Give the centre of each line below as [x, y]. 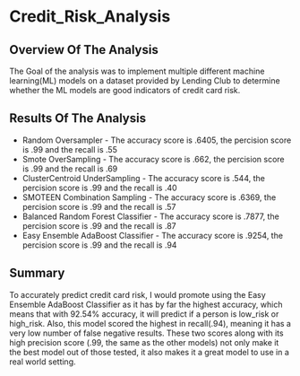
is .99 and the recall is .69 [70, 169]
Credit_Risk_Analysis [90, 17]
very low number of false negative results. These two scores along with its [146, 333]
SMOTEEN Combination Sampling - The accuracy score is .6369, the [149, 197]
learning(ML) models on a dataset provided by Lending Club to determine [145, 81]
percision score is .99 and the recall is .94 [99, 245]
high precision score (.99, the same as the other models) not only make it [144, 342]
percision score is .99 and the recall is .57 [99, 206]
